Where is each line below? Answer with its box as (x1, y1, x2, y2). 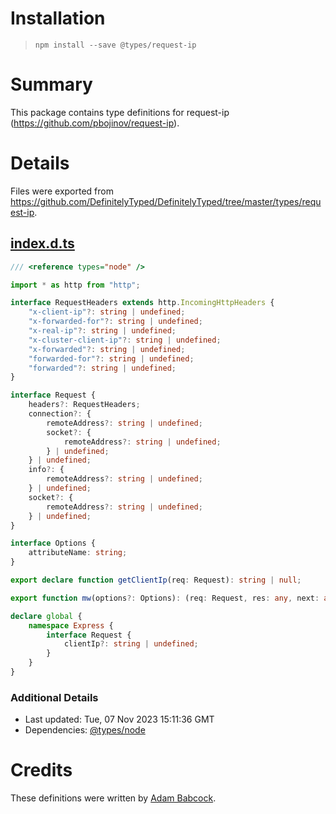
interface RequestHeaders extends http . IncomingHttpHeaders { (10, 298, 275, 308)
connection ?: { (28, 409, 92, 419)
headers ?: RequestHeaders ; (28, 400, 141, 410)
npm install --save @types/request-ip (34, 40, 197, 50)
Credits (10, 759, 73, 782)
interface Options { (10, 538, 97, 549)
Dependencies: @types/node (24, 724, 146, 736)
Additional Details (10, 690, 99, 704)
